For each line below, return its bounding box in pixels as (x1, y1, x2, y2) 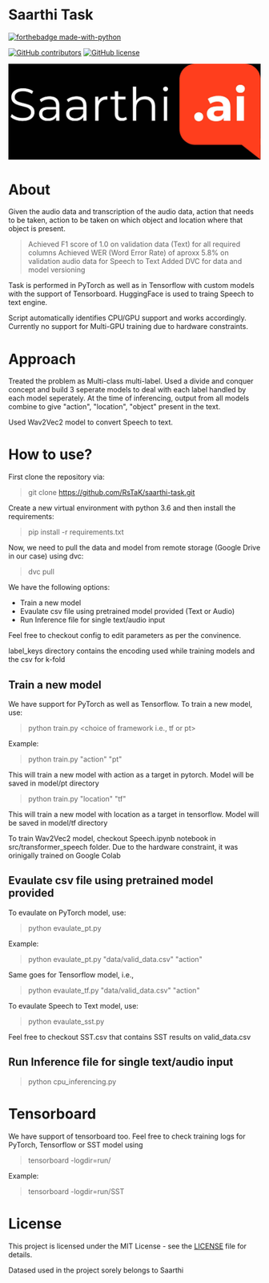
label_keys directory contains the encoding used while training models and (8, 646, 255, 656)
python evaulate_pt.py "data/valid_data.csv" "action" (27, 954, 203, 964)
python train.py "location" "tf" (27, 794, 126, 804)
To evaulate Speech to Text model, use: (8, 1001, 139, 1010)
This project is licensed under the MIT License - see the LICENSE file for (8, 1241, 247, 1251)
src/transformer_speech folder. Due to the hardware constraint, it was (8, 842, 239, 852)
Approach (8, 350, 76, 368)
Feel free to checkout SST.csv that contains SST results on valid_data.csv (8, 1032, 251, 1041)
